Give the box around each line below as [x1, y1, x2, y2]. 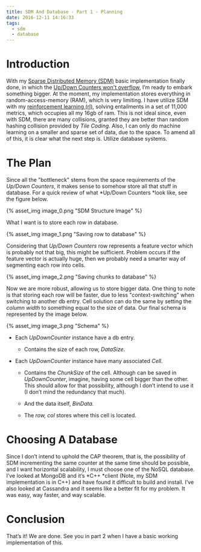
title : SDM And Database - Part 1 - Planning [6, 8, 123, 15]
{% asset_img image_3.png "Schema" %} [6, 323, 110, 329]
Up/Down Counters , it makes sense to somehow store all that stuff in [6, 182, 177, 190]
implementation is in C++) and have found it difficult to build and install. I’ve [6, 478, 194, 486]
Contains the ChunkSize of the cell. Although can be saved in [24, 369, 177, 376]
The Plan [6, 156, 51, 170]
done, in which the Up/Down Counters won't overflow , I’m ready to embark [6, 84, 193, 91]
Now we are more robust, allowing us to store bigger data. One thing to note [6, 285, 196, 292]
